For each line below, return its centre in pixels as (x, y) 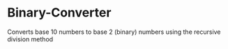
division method (30, 39)
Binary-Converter (59, 13)
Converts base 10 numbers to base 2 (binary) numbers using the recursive (114, 32)
